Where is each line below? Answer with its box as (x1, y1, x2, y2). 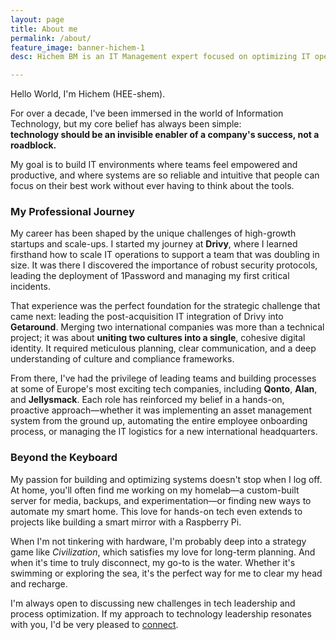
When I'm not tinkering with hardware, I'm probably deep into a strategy (10, 535, 307, 547)
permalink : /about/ (10, 33, 92, 43)
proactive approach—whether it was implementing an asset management (10, 404, 312, 416)
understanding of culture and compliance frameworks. (10, 353, 235, 365)
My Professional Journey (10, 205, 135, 219)
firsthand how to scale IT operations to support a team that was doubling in (10, 249, 320, 261)
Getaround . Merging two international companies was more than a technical (10, 321, 325, 333)
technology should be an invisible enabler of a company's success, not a (10, 129, 320, 141)
